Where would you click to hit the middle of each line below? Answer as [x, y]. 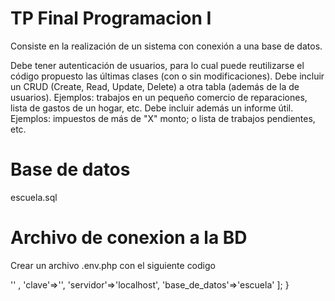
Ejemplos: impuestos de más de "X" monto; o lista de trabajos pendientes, [163, 118]
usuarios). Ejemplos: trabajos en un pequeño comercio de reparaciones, [159, 97]
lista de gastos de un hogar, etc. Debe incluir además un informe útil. [152, 108]
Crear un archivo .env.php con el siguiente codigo [113, 265]
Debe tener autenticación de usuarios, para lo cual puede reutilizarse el [157, 65]
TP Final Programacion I [111, 18]
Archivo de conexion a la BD [129, 238]
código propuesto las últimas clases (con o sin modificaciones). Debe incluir [167, 76]
